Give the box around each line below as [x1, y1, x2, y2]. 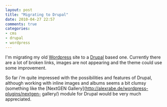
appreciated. [5, 96, 32, 102]
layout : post [5, 7, 33, 13]
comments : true [5, 21, 37, 27]
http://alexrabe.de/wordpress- [85, 85, 148, 91]
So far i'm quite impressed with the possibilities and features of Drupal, [5, 74, 152, 81]
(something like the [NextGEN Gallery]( [5, 85, 86, 91]
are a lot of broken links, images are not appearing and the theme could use [5, 59, 162, 66]
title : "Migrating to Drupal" [5, 12, 69, 17]
